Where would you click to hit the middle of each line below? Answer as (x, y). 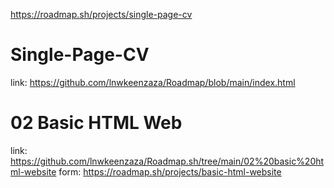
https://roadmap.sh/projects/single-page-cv (101, 14)
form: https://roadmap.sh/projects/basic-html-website (170, 171)
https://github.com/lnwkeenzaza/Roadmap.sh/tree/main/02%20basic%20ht (167, 161)
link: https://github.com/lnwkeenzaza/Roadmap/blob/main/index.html (153, 82)
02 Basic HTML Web (96, 123)
